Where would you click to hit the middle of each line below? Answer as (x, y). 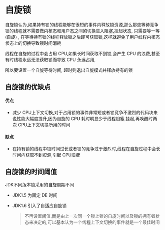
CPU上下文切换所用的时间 (44, 125)
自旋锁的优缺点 (28, 87)
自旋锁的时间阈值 (31, 172)
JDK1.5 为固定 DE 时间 (35, 195)
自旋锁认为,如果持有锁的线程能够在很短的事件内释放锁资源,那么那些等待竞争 (82, 25)
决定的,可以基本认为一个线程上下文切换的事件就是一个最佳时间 (97, 222)
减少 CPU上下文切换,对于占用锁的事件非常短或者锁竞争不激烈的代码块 (83, 112)
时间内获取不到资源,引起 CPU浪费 (46, 155)
